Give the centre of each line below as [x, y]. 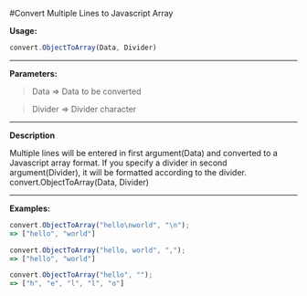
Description [32, 135]
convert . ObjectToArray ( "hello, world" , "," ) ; [97, 250]
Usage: [24, 31]
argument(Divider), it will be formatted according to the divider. [128, 172]
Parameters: [33, 73]
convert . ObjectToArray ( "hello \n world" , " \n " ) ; [100, 225]
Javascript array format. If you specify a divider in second [118, 163]
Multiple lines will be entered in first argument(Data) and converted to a [144, 153]
